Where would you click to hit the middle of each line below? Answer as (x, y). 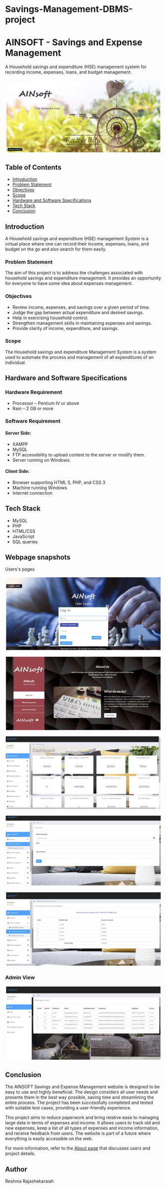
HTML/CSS (24, 531)
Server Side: (18, 433)
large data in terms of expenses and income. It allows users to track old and (83, 1123)
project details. (20, 1154)
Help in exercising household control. (50, 318)
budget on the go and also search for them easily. (56, 249)
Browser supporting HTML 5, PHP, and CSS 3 (59, 482)
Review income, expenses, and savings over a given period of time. (81, 307)
